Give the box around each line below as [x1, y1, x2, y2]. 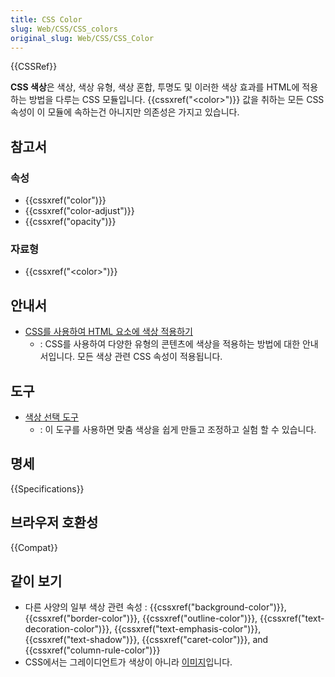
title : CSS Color [10, 14, 83, 25]
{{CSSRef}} [10, 61, 58, 73]
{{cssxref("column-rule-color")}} [24, 644, 161, 656]
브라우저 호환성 [10, 514, 99, 531]
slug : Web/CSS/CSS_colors [10, 24, 118, 34]
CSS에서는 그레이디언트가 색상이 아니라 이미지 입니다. [24, 656, 233, 668]
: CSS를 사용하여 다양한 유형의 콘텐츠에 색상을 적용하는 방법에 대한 [39, 338, 301, 350]
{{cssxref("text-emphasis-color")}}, [114, 623, 262, 635]
